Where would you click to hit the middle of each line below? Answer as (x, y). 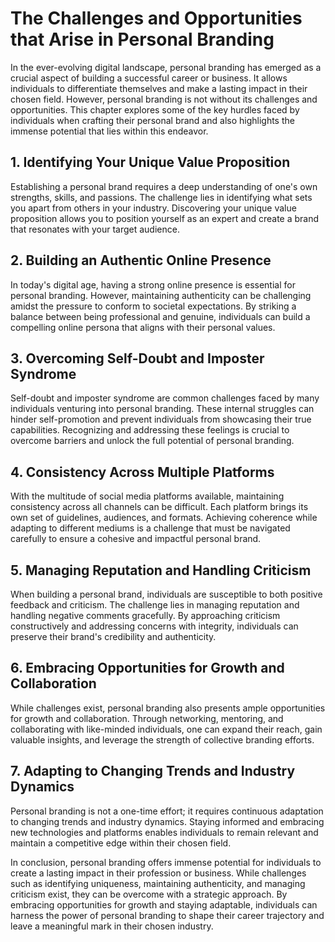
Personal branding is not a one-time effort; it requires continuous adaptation (167, 811)
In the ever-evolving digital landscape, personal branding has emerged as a (166, 67)
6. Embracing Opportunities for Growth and (147, 668)
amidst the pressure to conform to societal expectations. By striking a (153, 306)
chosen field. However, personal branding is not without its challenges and (164, 99)
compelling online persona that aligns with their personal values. (143, 327)
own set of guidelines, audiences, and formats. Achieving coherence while (164, 518)
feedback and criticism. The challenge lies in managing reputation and (155, 605)
